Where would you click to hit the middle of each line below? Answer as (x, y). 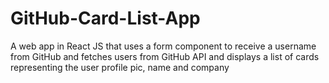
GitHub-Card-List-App (105, 18)
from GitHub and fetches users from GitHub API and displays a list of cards (165, 56)
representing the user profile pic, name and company (120, 67)
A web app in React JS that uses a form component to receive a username (163, 46)
